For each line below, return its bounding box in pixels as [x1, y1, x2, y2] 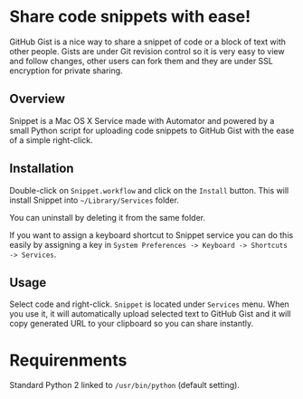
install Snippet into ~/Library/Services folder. [9, 195, 179, 205]
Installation [9, 161, 74, 176]
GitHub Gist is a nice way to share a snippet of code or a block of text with [9, 36, 287, 47]
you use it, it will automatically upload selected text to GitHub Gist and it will [9, 309, 291, 319]
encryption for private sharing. [9, 65, 124, 76]
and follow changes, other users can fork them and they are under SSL [9, 55, 273, 66]
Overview [9, 91, 66, 107]
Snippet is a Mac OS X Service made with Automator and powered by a [9, 115, 275, 126]
